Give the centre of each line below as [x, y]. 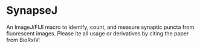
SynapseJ [32, 10]
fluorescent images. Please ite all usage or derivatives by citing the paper [98, 33]
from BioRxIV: [23, 40]
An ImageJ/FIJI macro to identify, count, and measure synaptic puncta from [100, 27]
